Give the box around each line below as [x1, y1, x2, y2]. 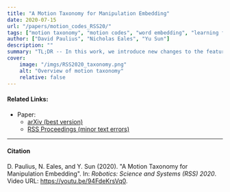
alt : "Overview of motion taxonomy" [19, 67, 125, 74]
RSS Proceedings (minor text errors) [27, 125, 130, 133]
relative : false [19, 73, 66, 81]
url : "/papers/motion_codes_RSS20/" [7, 23, 112, 29]
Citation [7, 147, 31, 155]
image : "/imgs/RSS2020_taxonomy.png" [19, 61, 127, 68]
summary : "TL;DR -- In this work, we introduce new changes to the [7, 49, 204, 56]
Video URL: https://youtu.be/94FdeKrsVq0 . [7, 176, 128, 185]
